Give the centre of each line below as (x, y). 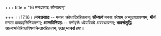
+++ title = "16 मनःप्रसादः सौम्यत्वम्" (36, 8)
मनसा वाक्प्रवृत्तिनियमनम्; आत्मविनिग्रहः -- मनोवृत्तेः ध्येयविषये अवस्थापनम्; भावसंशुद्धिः (69, 23)
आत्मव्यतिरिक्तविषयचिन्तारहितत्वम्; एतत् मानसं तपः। (45, 28)
